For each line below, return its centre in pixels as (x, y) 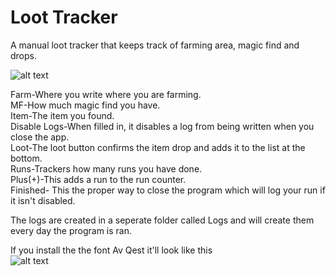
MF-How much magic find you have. (85, 105)
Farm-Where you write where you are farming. (106, 94)
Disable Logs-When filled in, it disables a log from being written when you (162, 126)
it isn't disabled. (43, 200)
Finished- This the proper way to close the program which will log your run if (168, 190)
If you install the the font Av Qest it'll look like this (111, 250)
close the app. (40, 137)
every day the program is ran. (71, 230)
